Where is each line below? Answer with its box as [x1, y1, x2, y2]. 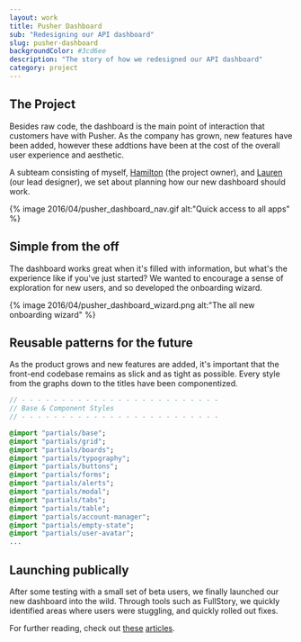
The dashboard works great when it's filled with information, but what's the [9, 263, 288, 274]
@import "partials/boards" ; [9, 445, 115, 455]
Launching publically [9, 562, 129, 577]
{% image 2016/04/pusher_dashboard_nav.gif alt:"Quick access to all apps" [9, 203, 290, 214]
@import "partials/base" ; [9, 429, 106, 438]
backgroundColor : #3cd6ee [9, 47, 106, 56]
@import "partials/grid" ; [9, 437, 106, 446]
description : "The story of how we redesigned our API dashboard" [9, 55, 263, 64]
